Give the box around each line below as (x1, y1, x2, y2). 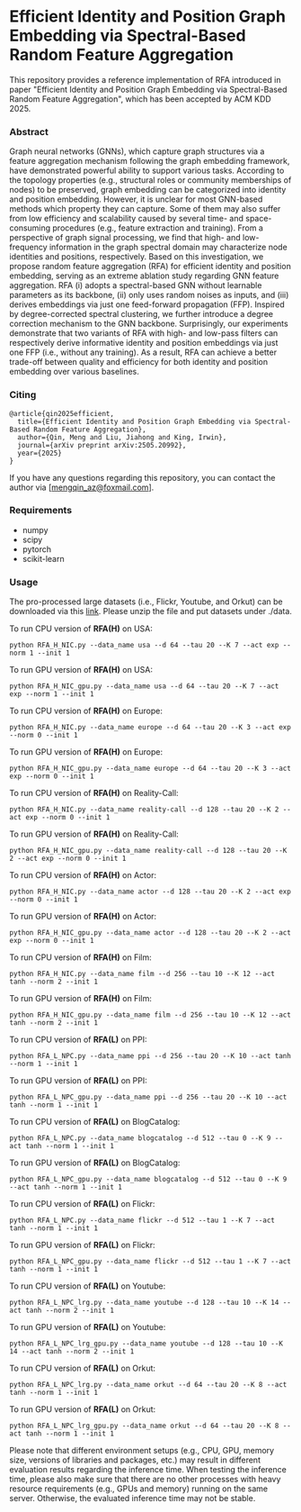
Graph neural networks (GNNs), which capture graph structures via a (9, 146, 265, 157)
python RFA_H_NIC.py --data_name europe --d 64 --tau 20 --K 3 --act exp (9, 723, 292, 732)
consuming (9, 222, 51, 233)
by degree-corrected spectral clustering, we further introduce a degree (9, 309, 274, 320)
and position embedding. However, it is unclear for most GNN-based (9, 194, 263, 204)
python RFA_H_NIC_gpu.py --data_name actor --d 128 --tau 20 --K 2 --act (9, 928, 292, 937)
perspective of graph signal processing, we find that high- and (9, 232, 241, 243)
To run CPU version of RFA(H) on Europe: (9, 705, 164, 717)
